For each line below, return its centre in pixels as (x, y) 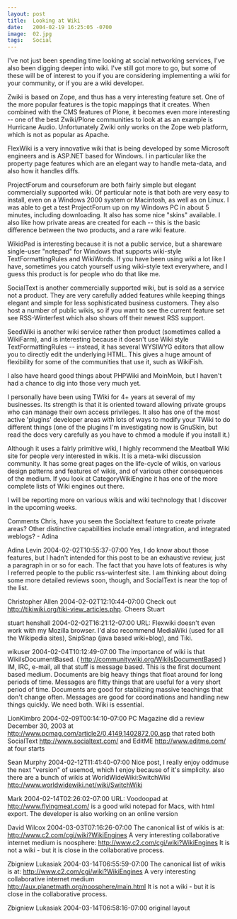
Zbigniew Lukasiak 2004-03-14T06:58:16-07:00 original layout (99, 908)
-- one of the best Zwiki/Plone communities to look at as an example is (110, 120)
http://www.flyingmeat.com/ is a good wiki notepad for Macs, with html (111, 806)
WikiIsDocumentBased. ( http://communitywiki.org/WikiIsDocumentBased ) (117, 659)
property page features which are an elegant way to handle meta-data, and (117, 163)
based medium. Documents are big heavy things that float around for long (115, 675)
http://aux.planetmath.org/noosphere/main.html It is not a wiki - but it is (111, 887)
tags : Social (30, 40)
